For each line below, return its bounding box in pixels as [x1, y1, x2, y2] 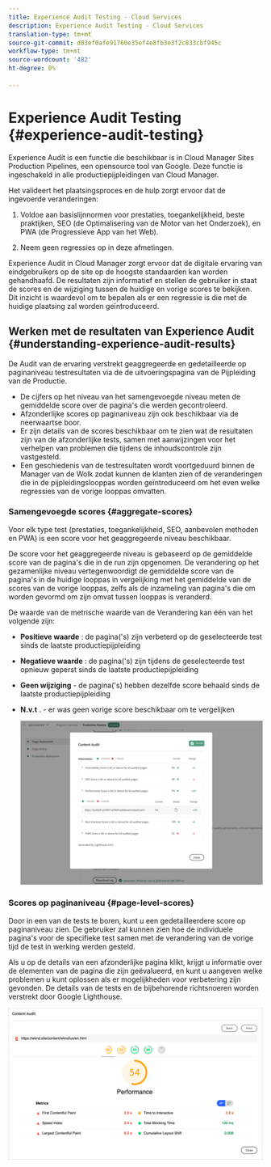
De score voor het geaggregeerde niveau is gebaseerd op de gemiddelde [8, 548, 252, 558]
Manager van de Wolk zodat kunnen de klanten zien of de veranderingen [19, 469, 263, 479]
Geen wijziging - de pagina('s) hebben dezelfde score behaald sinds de [19, 680, 261, 690]
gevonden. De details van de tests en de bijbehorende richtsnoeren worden [8, 983, 260, 992]
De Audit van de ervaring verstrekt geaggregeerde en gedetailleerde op [8, 358, 247, 368]
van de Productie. [8, 376, 67, 386]
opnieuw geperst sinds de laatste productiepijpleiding [19, 664, 199, 674]
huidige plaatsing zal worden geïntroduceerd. [8, 301, 160, 311]
